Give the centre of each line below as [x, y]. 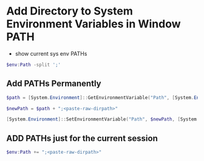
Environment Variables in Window [93, 24]
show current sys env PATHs [51, 53]
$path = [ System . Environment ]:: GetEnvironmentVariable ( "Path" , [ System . [100, 97]
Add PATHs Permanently [54, 84]
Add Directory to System [70, 11]
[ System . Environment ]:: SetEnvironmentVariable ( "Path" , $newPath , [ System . [103, 119]
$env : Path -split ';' [34, 65]
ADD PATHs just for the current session [82, 138]
